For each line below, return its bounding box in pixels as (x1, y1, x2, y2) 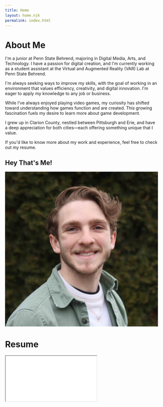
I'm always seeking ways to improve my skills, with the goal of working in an (5, 80, 158, 86)
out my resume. (5, 144, 36, 150)
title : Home (5, 8, 29, 13)
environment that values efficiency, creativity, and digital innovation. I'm (5, 85, 149, 92)
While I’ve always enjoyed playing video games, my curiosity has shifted (5, 100, 149, 106)
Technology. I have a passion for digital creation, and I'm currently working (5, 61, 154, 66)
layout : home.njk (5, 13, 40, 18)
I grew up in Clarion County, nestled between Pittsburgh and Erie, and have (5, 120, 155, 125)
